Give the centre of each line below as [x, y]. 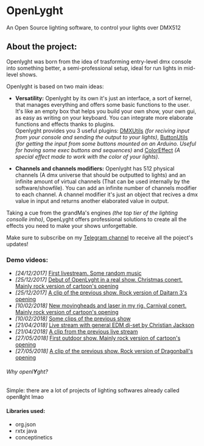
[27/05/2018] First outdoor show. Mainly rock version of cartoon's [98, 338]
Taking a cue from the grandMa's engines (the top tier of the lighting [92, 213]
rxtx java [26, 431]
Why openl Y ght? [27, 371]
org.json [26, 425]
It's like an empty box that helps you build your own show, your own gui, [106, 111]
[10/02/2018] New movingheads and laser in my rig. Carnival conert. [101, 305]
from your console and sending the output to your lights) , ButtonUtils [101, 137]
